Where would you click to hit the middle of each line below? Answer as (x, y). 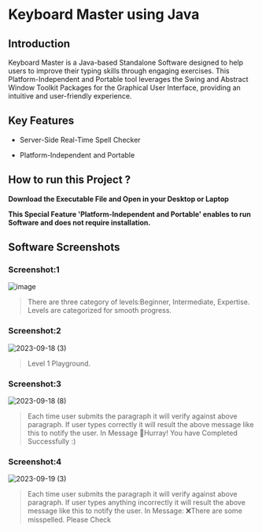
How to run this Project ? (70, 180)
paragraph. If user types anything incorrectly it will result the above (137, 503)
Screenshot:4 (35, 461)
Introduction (39, 44)
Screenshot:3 (35, 384)
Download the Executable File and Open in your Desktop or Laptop (119, 199)
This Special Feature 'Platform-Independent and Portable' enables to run (130, 214)
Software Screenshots (64, 247)
